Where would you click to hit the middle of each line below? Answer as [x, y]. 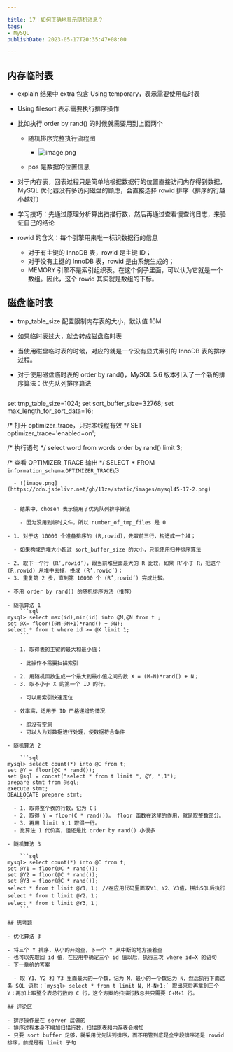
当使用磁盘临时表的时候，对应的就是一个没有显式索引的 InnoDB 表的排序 [121, 351]
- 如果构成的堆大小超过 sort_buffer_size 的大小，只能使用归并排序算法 [107, 549]
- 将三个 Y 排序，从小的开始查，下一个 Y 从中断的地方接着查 [85, 950]
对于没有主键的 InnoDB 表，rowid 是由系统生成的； [101, 261]
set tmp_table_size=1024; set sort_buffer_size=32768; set [90, 403]
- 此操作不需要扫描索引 [49, 663]
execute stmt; [28, 788]
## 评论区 [20, 1007]
